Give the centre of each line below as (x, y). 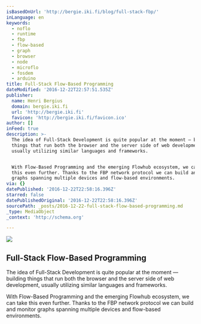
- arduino (24, 78)
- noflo (21, 28)
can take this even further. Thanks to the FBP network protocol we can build (100, 303)
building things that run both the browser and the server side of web (90, 278)
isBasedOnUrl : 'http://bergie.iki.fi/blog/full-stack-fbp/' (83, 12)
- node (20, 62)
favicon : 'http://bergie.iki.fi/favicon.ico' (69, 117)
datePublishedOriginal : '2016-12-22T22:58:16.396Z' (72, 200)
